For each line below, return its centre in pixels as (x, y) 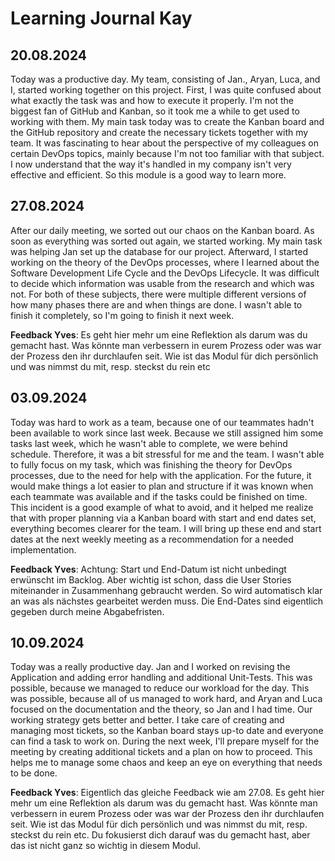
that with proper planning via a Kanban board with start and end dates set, (163, 518)
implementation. (43, 549)
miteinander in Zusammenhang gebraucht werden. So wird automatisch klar (166, 590)
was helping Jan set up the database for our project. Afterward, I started (159, 251)
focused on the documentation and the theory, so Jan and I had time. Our (161, 709)
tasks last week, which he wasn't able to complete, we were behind (149, 443)
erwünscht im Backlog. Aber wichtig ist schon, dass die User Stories (151, 579)
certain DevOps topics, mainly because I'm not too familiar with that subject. (167, 153)
